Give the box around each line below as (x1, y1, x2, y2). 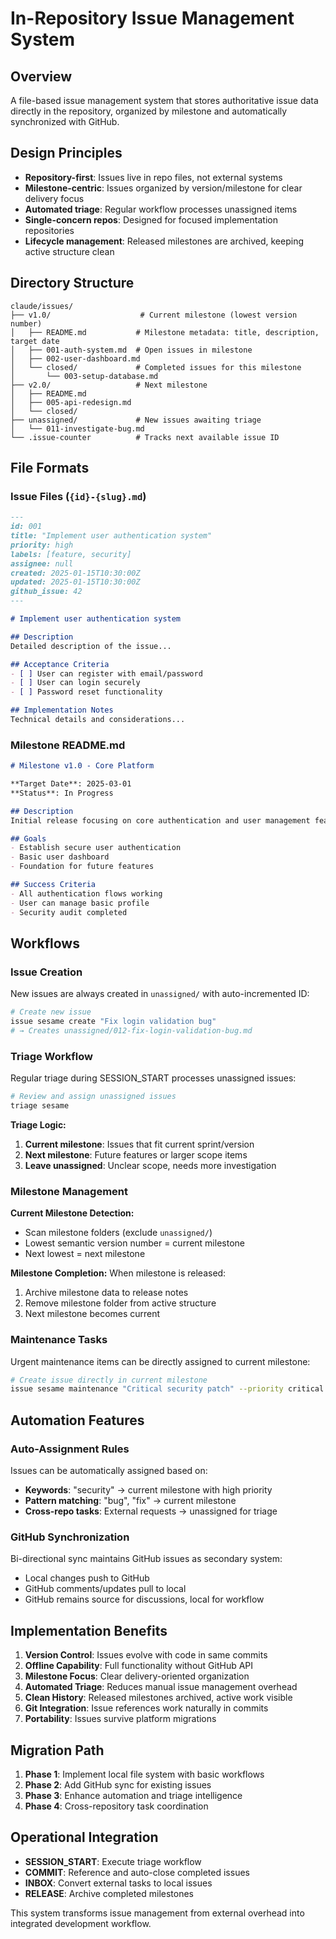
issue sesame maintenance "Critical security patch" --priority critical (10, 1384, 325, 1394)
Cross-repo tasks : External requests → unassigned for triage (24, 1505, 278, 1517)
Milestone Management (10, 1184, 129, 1198)
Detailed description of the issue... (10, 641, 172, 651)
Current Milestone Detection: (10, 1207, 135, 1219)
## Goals (10, 833, 47, 844)
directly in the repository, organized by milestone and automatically (10, 105, 288, 117)
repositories (24, 224, 75, 236)
